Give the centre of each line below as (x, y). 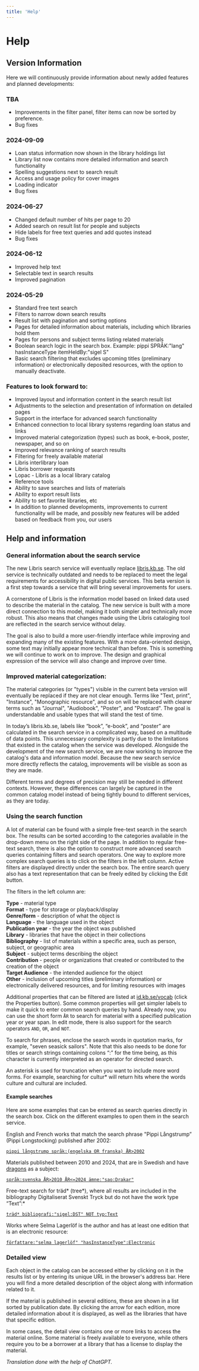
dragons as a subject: (33, 1169)
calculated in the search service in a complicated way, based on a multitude (99, 732)
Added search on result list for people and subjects (78, 226)
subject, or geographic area (40, 947)
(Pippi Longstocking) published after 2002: (59, 1140)
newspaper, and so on (42, 444)
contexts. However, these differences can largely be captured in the (89, 788)
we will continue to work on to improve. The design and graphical (86, 655)
